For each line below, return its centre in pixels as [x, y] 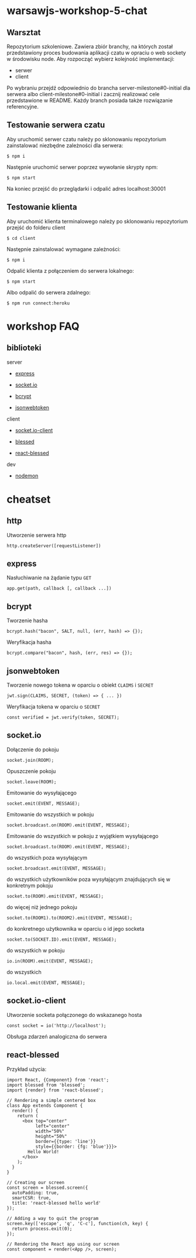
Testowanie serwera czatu [56, 125]
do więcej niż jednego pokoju [42, 907]
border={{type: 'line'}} [66, 1141]
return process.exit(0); [42, 1229]
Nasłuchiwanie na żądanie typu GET [49, 578]
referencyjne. [23, 106]
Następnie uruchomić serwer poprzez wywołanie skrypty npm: [82, 167]
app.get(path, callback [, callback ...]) [59, 589]
